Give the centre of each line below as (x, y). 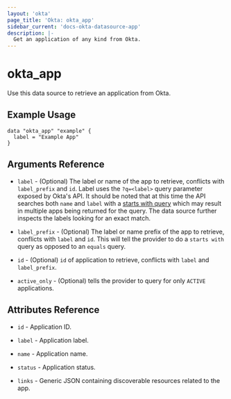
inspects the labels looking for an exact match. (84, 218)
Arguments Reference (56, 164)
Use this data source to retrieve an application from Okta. (89, 93)
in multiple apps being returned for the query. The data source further (117, 211)
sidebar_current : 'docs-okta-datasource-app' (74, 26)
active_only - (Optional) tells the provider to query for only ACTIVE (111, 280)
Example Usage (42, 115)
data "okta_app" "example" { (49, 131)
